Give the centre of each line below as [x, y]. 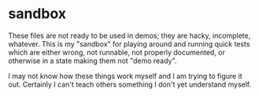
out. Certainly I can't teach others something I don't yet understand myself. [130, 84]
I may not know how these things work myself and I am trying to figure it [125, 76]
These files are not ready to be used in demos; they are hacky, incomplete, [129, 35]
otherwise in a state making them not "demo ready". [92, 61]
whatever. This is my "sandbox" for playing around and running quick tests [129, 43]
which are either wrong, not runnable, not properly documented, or [117, 52]
